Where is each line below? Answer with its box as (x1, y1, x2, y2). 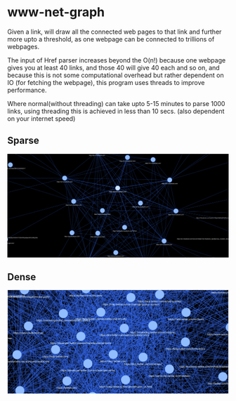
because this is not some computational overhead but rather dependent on (7, 71, 224, 79)
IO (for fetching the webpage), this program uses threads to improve (7, 78, 205, 86)
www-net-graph (7, 4, 105, 20)
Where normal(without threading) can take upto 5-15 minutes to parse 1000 (7, 99, 225, 107)
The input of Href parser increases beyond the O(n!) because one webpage (7, 55, 226, 64)
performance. (7, 86, 47, 94)
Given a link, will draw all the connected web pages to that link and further (7, 27, 222, 36)
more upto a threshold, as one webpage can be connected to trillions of (7, 34, 215, 43)
